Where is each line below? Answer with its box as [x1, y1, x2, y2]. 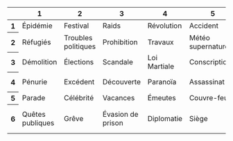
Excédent [63, 77, 95, 86]
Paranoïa [147, 77, 177, 86]
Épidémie [21, 21, 53, 30]
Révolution [147, 21, 182, 30]
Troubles [63, 32, 93, 42]
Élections [63, 57, 94, 66]
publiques [21, 117, 55, 127]
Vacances [103, 93, 135, 102]
